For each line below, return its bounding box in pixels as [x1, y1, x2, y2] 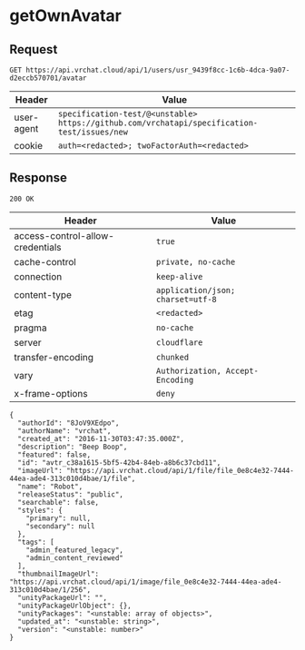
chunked [155, 351, 189, 362]
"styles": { [17, 506, 64, 515]
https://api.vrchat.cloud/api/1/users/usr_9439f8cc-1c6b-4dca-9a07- [25, 65, 290, 74]
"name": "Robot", [17, 482, 84, 491]
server [14, 336, 43, 349]
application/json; [155, 285, 236, 295]
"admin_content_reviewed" [25, 553, 124, 563]
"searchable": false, [17, 497, 100, 507]
